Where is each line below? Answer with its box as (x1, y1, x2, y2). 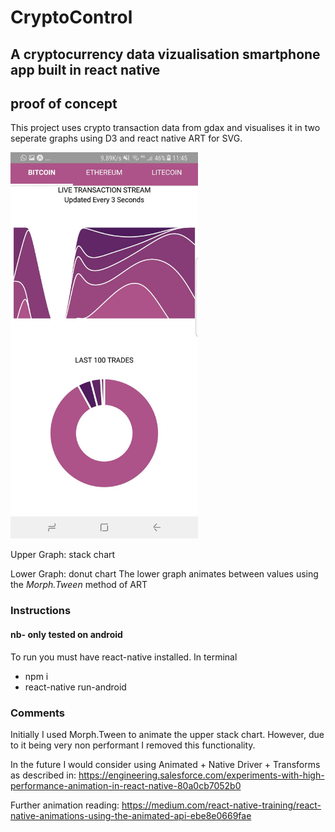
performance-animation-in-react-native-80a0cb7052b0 (10, 779, 242, 791)
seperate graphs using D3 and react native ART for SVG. (10, 132, 243, 145)
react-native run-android (24, 681, 127, 693)
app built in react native (10, 61, 161, 78)
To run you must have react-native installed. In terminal (10, 651, 238, 663)
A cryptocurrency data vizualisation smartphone (10, 46, 321, 63)
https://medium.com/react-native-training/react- (121, 799, 322, 811)
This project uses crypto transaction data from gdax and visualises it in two (10, 122, 321, 134)
